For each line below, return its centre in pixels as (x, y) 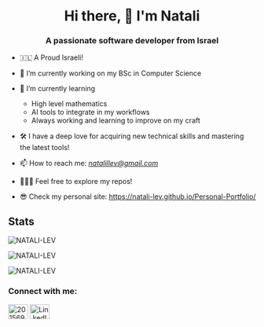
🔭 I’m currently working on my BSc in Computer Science (110, 73)
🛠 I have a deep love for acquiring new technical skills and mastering (132, 136)
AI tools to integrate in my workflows (90, 112)
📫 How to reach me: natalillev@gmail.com (89, 163)
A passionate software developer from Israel (132, 41)
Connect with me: (43, 292)
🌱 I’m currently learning (57, 89)
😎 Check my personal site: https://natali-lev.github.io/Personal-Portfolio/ (138, 197)
